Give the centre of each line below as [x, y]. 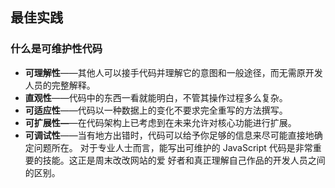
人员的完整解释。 [60, 85]
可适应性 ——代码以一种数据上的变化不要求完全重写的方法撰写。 [156, 110]
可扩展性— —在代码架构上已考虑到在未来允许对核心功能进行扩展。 [160, 122]
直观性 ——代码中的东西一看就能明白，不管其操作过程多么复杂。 [156, 97]
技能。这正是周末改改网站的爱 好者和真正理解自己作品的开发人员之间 [184, 160]
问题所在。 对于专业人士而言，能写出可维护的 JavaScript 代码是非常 [173, 147]
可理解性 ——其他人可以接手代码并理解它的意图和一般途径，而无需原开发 [173, 72]
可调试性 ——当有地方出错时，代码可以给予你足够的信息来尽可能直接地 [169, 135]
